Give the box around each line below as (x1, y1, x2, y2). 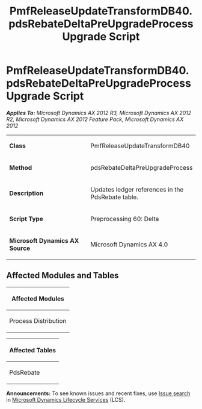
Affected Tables (9, 346, 56, 354)
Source (9, 244, 31, 252)
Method (9, 163, 32, 172)
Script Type (9, 214, 43, 223)
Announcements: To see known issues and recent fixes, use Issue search (6, 390, 191, 397)
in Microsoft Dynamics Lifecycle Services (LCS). (6, 396, 126, 403)
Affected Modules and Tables (6, 270, 119, 281)
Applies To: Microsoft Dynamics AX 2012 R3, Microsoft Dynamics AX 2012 (6, 109, 192, 116)
